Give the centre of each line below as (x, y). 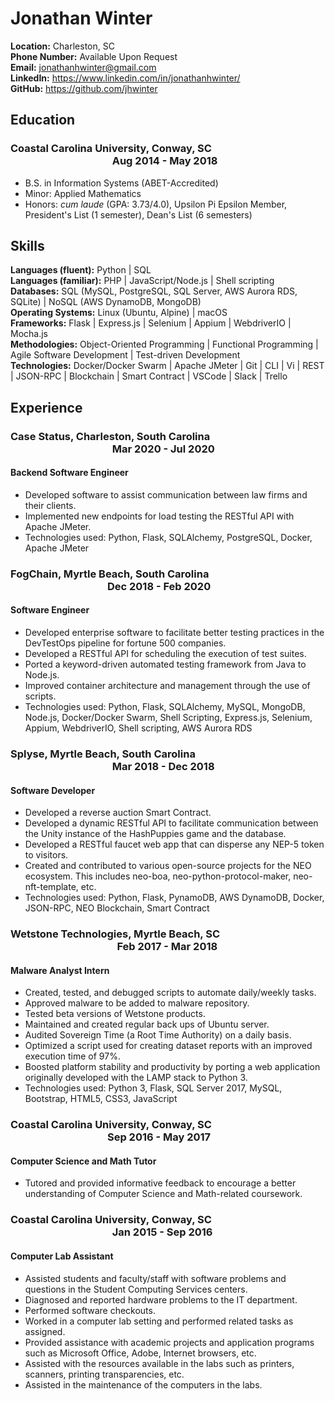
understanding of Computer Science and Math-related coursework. (163, 1194)
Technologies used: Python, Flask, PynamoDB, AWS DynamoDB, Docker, (174, 898)
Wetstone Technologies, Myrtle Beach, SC (115, 934)
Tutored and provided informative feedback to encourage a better (160, 1183)
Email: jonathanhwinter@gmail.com (83, 67)
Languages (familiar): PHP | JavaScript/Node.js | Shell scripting (142, 281)
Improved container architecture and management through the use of (167, 686)
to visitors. (46, 855)
